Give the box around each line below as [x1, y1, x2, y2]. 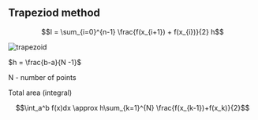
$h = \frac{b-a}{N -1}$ [8, 57, 82, 67]
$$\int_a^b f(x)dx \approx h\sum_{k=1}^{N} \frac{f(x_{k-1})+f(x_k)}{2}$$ [15, 103, 250, 112]
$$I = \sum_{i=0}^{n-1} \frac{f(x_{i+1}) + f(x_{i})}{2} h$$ [40, 27, 225, 36]
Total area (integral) [8, 88, 73, 97]
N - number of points [8, 72, 77, 82]
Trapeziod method [8, 6, 101, 20]
